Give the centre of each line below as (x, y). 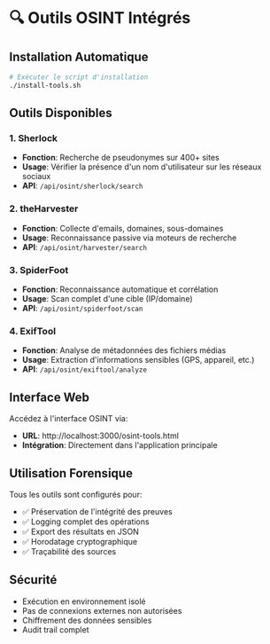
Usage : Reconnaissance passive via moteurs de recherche (129, 238)
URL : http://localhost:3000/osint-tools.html (100, 436)
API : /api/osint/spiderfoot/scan (82, 309)
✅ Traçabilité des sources (69, 551)
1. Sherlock (34, 138)
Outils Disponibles (61, 113)
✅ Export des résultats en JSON (81, 531)
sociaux (36, 177)
